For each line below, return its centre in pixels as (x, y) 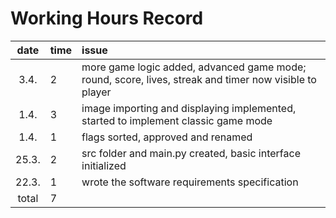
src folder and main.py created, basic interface (191, 153)
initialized (104, 165)
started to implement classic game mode (177, 120)
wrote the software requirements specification (190, 182)
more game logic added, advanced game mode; (194, 67)
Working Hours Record (107, 18)
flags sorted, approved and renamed (167, 137)
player (96, 92)
